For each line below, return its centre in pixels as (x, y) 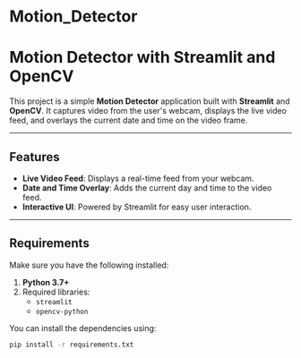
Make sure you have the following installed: (89, 265)
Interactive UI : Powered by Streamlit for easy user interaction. (137, 207)
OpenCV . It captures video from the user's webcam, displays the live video (148, 111)
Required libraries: (56, 292)
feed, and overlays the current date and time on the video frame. (129, 120)
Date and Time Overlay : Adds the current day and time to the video (147, 188)
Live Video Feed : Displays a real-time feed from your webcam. (138, 178)
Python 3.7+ (46, 282)
